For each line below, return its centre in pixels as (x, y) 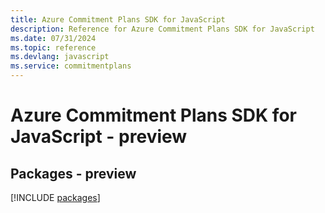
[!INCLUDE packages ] (55, 197)
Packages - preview (73, 173)
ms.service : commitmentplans (71, 66)
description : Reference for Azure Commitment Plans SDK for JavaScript (162, 29)
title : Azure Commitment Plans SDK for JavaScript (118, 19)
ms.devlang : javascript (60, 57)
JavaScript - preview (99, 137)
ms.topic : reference (53, 47)
